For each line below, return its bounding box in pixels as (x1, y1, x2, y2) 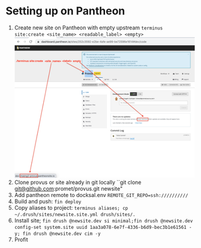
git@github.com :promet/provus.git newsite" (14, 185, 123, 192)
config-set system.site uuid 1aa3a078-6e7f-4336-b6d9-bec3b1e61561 (14, 225, 187, 231)
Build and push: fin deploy (14, 198, 82, 205)
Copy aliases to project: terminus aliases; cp (14, 204, 128, 211)
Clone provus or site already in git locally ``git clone (14, 179, 142, 186)
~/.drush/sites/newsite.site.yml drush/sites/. (14, 211, 136, 218)
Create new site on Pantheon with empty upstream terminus (14, 24, 163, 31)
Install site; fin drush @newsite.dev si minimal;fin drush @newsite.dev (14, 217, 193, 224)
